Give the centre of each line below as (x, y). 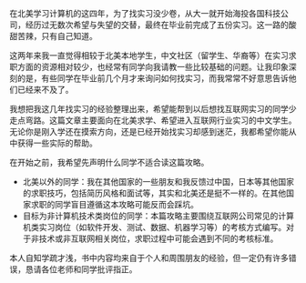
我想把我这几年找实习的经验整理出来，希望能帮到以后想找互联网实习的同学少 (153, 109)
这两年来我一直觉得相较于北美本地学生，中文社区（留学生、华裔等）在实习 (149, 56)
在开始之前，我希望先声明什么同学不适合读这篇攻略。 (109, 162)
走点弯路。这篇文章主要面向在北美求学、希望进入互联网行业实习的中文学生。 (153, 120)
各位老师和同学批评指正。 (89, 269)
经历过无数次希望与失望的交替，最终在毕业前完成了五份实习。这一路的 (157, 25)
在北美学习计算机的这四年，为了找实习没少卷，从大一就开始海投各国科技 (145, 13)
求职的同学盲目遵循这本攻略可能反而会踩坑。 (114, 204)
